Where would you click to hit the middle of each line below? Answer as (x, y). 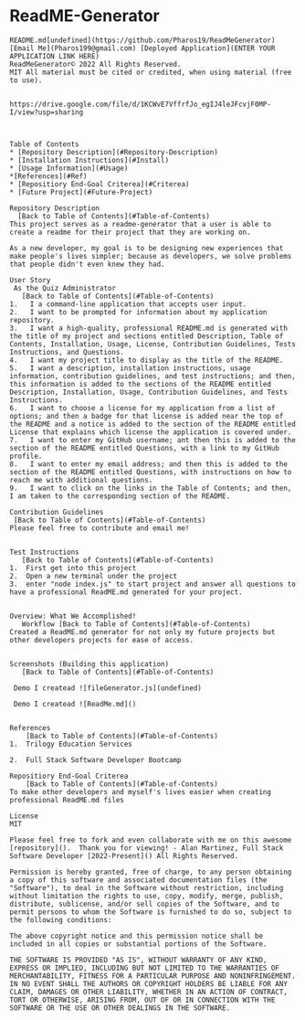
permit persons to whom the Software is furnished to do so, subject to (151, 912)
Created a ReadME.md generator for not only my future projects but (142, 632)
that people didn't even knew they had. (88, 264)
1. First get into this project (73, 568)
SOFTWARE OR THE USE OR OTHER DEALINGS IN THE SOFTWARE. (120, 1008)
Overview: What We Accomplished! (73, 616)
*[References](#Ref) (49, 176)
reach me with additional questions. (81, 480)
